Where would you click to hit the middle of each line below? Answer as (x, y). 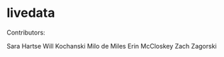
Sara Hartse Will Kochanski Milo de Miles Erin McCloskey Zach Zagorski (112, 46)
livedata (31, 13)
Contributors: (26, 32)
